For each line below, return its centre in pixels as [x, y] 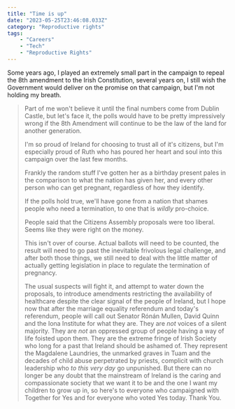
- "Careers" [37, 40]
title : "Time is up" [37, 14]
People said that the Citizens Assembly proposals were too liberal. [120, 222]
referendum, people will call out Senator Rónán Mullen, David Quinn [122, 316]
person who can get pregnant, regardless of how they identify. [114, 187]
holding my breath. [34, 94]
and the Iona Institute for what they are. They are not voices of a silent [126, 323]
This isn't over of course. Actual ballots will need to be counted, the [122, 243]
